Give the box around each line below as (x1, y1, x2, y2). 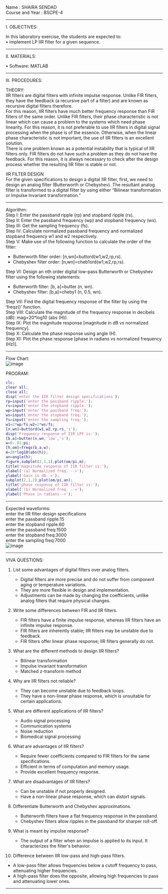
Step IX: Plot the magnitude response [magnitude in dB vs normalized (5, 320, 149, 325)
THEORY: (5, 87, 24, 93)
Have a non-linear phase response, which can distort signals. (20, 793, 147, 799)
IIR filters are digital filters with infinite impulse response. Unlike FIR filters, (5, 92, 159, 98)
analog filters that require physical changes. (20, 597, 111, 603)
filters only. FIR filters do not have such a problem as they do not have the (5, 151, 158, 156)
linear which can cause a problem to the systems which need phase (5, 119, 146, 124)
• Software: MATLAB (5, 63, 49, 69)
